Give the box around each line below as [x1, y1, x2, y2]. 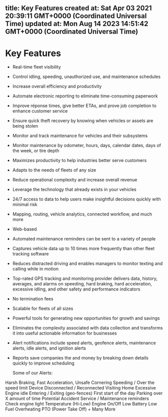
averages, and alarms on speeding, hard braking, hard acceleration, [12, 281, 152, 287]
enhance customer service [12, 108, 68, 114]
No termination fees [12, 296, 53, 302]
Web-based [12, 226, 37, 232]
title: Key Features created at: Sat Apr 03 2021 [5, 4, 152, 12]
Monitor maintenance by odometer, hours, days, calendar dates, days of [12, 142, 161, 148]
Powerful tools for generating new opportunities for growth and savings [12, 315, 160, 321]
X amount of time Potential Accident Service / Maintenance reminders [5, 395, 149, 401]
